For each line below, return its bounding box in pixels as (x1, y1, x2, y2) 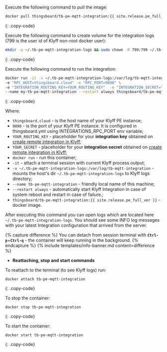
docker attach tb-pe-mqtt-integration (5, 277, 85, 282)
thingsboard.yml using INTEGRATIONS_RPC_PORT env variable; (12, 128, 144, 134)
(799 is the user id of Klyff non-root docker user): (5, 37, 106, 44)
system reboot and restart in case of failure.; (12, 191, 104, 198)
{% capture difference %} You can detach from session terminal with (5, 232, 147, 238)
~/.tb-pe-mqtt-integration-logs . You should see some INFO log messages (5, 217, 160, 223)
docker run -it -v (5, 76, 43, 81)
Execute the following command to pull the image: (5, 4, 108, 10)
